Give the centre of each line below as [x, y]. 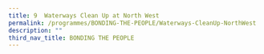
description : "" [35, 30]
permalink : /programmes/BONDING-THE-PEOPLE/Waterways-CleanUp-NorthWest [132, 23]
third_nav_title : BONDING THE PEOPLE [71, 38]
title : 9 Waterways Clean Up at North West [84, 15]
